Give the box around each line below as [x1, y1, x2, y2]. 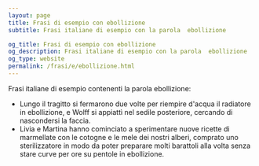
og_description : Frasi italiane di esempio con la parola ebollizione [8, 48, 247, 56]
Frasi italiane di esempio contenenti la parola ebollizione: [8, 83, 192, 93]
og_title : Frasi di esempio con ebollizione [8, 40, 156, 48]
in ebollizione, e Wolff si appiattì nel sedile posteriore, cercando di [19, 107, 233, 116]
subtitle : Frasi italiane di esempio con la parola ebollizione [8, 26, 226, 34]
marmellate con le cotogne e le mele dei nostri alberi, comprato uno [19, 132, 239, 142]
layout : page [8, 11, 51, 20]
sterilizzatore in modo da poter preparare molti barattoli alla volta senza [19, 141, 251, 150]
